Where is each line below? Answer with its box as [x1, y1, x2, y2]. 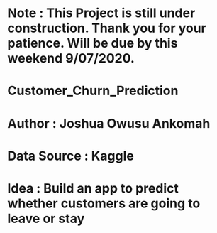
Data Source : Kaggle [7, 148, 135, 164]
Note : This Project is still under [7, 5, 196, 21]
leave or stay [7, 210, 85, 227]
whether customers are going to [7, 195, 201, 211]
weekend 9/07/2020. [7, 50, 135, 67]
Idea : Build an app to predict [7, 180, 179, 196]
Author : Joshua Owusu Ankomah [7, 115, 211, 131]
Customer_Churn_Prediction [7, 83, 179, 99]
